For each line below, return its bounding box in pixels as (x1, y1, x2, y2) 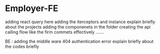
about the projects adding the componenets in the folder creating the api (5, 24, 151, 29)
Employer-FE (5, 3, 58, 14)
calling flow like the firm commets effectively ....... (5, 29, 105, 35)
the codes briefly (5, 43, 39, 49)
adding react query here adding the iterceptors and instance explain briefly (5, 19, 156, 25)
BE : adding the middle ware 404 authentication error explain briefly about (5, 38, 154, 44)
